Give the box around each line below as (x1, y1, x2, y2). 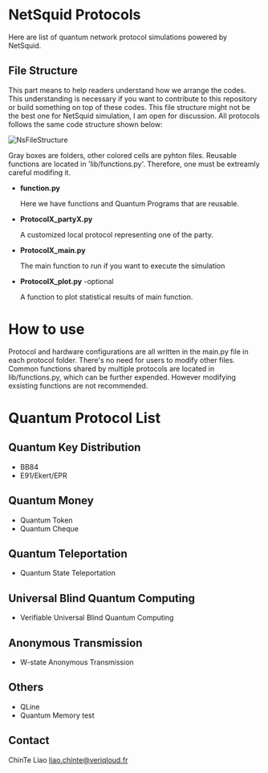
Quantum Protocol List (8, 409, 161, 427)
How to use (8, 319, 85, 338)
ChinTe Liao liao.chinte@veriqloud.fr (8, 755, 128, 764)
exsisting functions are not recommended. (8, 380, 148, 390)
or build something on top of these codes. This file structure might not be (8, 102, 251, 112)
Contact (8, 734, 50, 747)
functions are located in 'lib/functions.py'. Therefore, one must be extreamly (8, 159, 260, 169)
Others (8, 681, 44, 694)
